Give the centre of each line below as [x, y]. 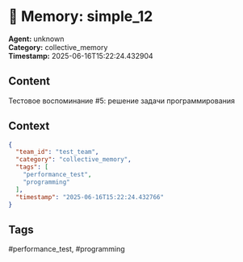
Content [29, 81]
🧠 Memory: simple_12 [81, 17]
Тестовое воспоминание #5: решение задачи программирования [122, 101]
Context [29, 126]
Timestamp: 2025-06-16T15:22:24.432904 [81, 56]
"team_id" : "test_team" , [57, 152]
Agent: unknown [36, 39]
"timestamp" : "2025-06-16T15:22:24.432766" [90, 197]
